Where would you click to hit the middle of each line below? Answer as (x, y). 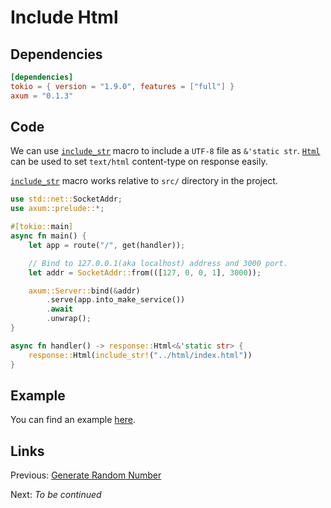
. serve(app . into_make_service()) (116, 300)
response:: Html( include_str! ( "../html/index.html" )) (140, 355)
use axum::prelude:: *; (57, 209)
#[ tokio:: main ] (42, 227)
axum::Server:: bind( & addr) (84, 291)
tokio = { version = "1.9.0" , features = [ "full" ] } (122, 86)
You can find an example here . (73, 420)
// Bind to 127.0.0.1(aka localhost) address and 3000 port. (158, 263)
